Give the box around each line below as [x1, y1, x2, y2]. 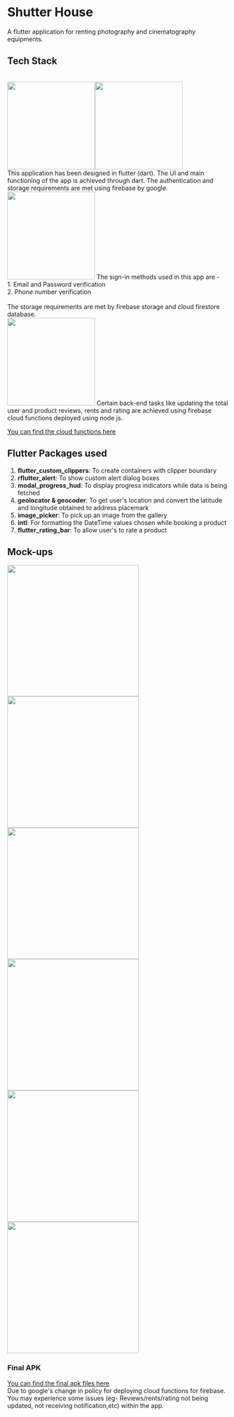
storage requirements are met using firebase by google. [7, 184, 168, 192]
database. [7, 310, 36, 318]
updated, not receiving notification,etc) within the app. [7, 1401, 165, 1409]
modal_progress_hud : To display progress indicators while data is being [17, 481, 228, 489]
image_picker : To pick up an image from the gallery [17, 511, 167, 519]
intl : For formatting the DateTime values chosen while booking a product [17, 518, 227, 526]
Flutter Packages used [7, 448, 107, 460]
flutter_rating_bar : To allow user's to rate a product [17, 526, 167, 534]
